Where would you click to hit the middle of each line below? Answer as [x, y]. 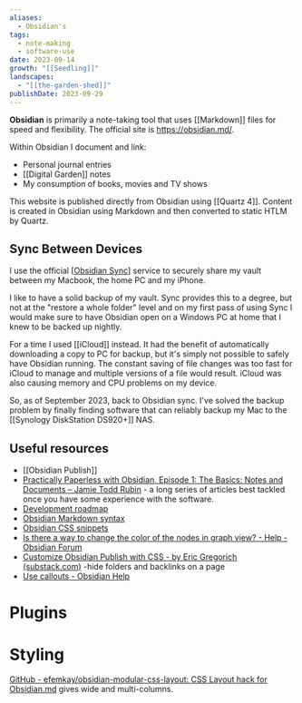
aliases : [26, 18]
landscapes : [32, 77]
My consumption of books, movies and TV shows [115, 183]
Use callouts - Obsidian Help [76, 576]
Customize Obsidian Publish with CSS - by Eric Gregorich [130, 557]
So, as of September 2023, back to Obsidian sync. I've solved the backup [147, 401]
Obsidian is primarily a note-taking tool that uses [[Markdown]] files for [143, 120]
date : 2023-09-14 [42, 60]
